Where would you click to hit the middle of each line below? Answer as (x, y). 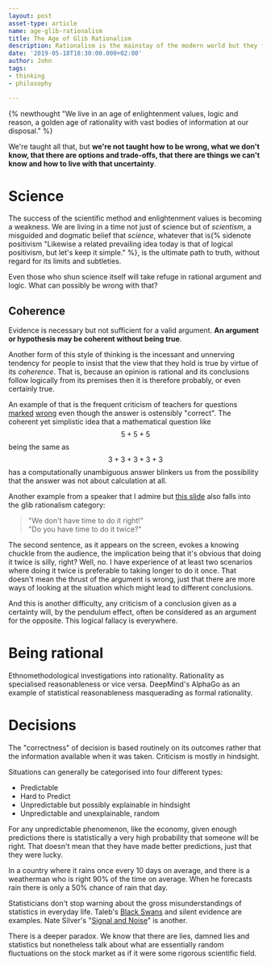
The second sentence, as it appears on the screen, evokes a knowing (124, 545)
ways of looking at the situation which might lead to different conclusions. (131, 588)
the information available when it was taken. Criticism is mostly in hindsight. (134, 757)
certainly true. (31, 389)
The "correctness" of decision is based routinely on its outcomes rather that (135, 748)
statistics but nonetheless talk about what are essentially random (116, 945)
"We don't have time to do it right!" (85, 521)
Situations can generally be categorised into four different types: (116, 772)
